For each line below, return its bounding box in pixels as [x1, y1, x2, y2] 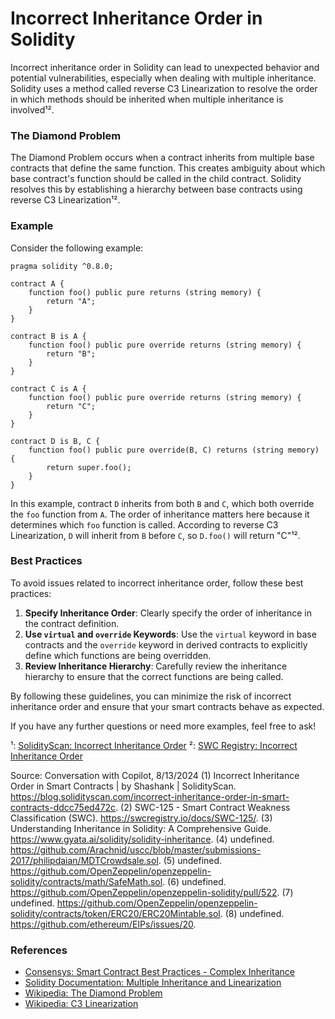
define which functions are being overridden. [24, 649, 212, 661]
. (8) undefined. [219, 907, 285, 919]
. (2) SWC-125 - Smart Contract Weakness [115, 801, 291, 813]
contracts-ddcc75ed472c [10, 801, 117, 813]
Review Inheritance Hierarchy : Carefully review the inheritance [24, 660, 288, 672]
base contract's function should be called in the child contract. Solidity [10, 173, 302, 185]
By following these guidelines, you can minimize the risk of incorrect [10, 690, 292, 702]
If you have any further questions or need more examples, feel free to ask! [10, 720, 317, 732]
